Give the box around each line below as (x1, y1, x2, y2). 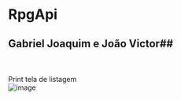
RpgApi (8, 6, 57, 24)
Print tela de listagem (8, 75, 77, 83)
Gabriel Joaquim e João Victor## (8, 37, 174, 50)
